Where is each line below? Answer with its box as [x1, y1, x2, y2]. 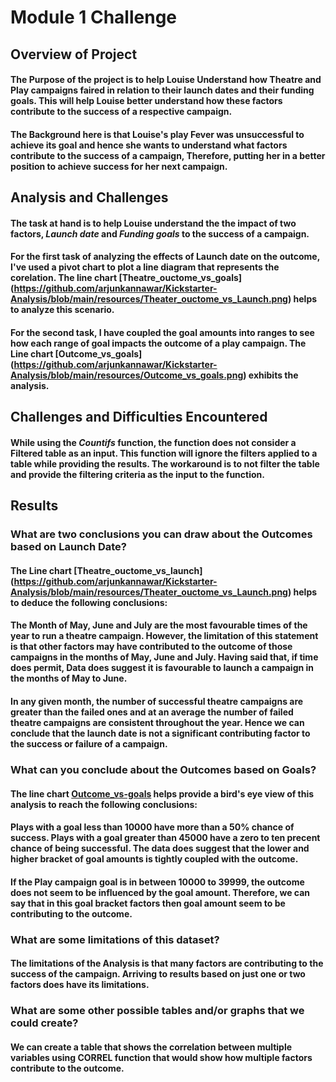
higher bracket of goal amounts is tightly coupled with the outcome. [10, 853, 299, 865]
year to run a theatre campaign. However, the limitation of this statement [10, 630, 319, 642]
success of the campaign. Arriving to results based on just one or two [10, 968, 306, 980]
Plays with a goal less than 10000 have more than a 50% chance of [10, 821, 295, 833]
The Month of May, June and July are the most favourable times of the [10, 619, 308, 631]
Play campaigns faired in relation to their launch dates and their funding [10, 84, 315, 96]
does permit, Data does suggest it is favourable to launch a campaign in [10, 662, 315, 674]
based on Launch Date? [10, 540, 128, 554]
